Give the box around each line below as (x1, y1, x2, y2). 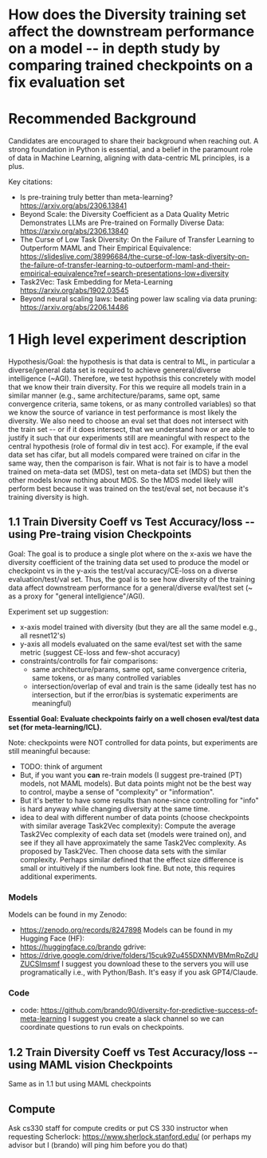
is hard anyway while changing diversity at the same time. (19, 803, 210, 814)
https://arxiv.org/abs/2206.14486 (19, 303, 129, 312)
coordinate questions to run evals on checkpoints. (19, 1023, 185, 1032)
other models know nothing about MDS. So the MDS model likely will (8, 476, 234, 485)
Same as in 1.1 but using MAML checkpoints (8, 1079, 151, 1089)
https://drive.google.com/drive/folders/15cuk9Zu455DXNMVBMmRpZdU (19, 951, 259, 960)
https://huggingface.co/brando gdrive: (19, 942, 147, 952)
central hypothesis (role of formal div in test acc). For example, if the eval (8, 442, 249, 451)
